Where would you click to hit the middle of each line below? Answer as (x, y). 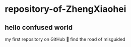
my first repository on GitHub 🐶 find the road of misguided (65, 39)
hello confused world (39, 27)
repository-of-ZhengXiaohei (65, 9)
